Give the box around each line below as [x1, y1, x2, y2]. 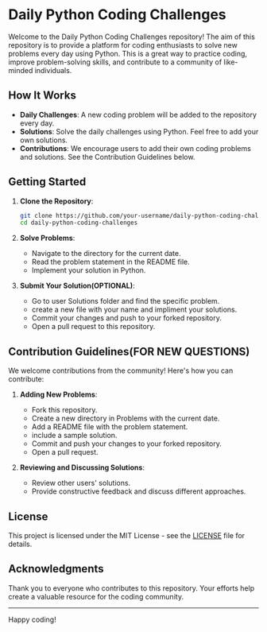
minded [8, 65, 33, 75]
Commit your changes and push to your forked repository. [31, 313, 222, 323]
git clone [19, 211, 53, 219]
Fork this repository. [31, 405, 98, 415]
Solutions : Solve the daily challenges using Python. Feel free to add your [19, 126, 259, 136]
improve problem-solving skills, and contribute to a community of [8, 57, 222, 67]
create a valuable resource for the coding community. [8, 591, 184, 601]
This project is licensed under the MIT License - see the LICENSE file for [8, 530, 245, 540]
